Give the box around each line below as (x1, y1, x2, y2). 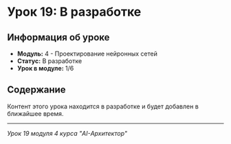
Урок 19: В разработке (7, 4, 142, 20)
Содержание (7, 84, 67, 96)
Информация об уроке (7, 32, 110, 43)
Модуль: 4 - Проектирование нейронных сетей (16, 49, 158, 58)
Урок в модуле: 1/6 (16, 64, 74, 72)
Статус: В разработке (16, 57, 82, 65)
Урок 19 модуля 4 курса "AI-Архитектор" (7, 129, 128, 137)
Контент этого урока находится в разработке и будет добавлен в (7, 102, 199, 110)
